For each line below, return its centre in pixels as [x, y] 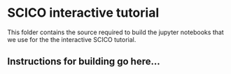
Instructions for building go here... [84, 62]
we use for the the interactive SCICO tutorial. [72, 39]
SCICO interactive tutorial [83, 13]
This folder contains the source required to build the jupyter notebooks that [115, 32]
